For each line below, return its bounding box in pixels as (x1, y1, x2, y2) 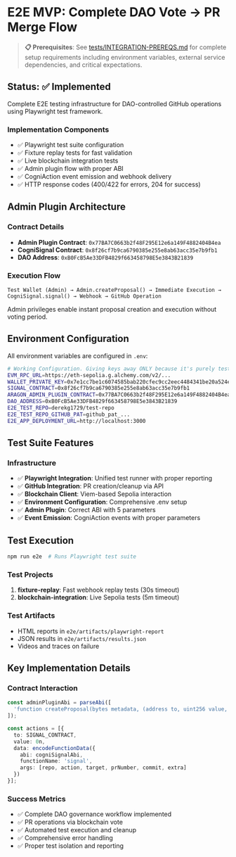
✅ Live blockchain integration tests (17, 156, 119, 165)
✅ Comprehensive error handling (17, 834, 114, 842)
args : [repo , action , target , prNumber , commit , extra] (20, 764, 188, 771)
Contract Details (7, 222, 65, 232)
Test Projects (7, 570, 54, 580)
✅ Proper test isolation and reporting (17, 842, 124, 850)
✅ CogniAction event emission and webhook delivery (17, 172, 172, 181)
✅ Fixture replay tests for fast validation (17, 148, 133, 157)
